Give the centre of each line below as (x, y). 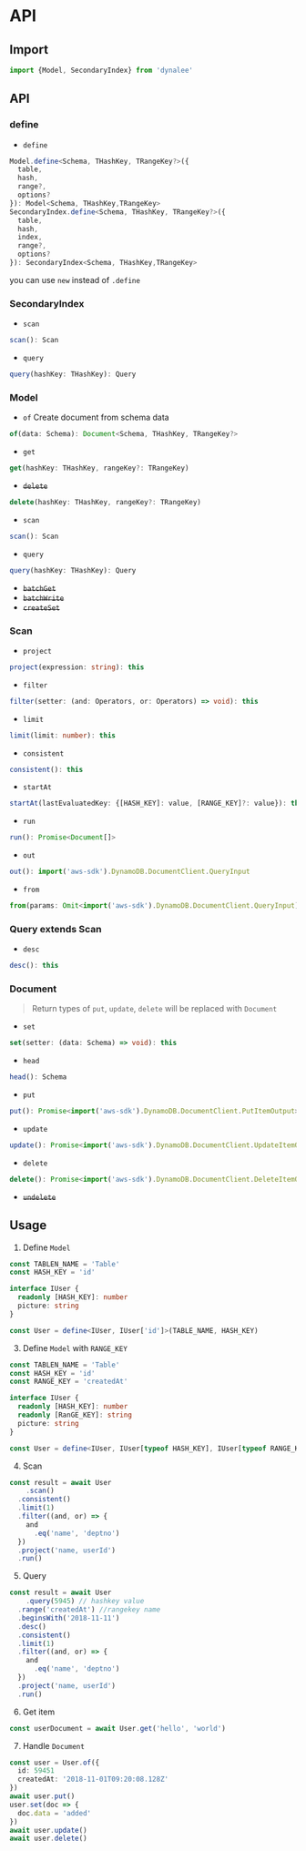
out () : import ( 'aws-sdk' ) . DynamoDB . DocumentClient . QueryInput (130, 872)
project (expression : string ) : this (77, 667)
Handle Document (53, 1745)
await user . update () (49, 1830)
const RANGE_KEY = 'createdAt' (69, 1382)
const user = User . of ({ (55, 1763)
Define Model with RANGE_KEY (75, 1348)
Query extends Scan (56, 929)
